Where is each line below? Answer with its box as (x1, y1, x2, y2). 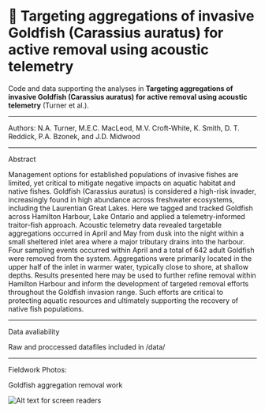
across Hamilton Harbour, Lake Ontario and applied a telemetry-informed (8, 211, 246, 221)
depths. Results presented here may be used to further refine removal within (8, 270, 256, 280)
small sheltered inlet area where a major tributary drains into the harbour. (8, 236, 246, 246)
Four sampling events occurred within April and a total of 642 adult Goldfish (8, 245, 255, 255)
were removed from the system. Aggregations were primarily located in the (8, 253, 252, 263)
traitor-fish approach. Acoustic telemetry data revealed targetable (8, 220, 222, 229)
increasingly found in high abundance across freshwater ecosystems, (8, 195, 235, 204)
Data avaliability (8, 327, 60, 336)
